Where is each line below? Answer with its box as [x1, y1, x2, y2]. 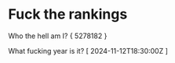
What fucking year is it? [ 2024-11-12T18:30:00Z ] [8, 46, 169, 55]
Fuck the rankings [8, 5, 128, 23]
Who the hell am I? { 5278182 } [8, 31, 108, 40]
